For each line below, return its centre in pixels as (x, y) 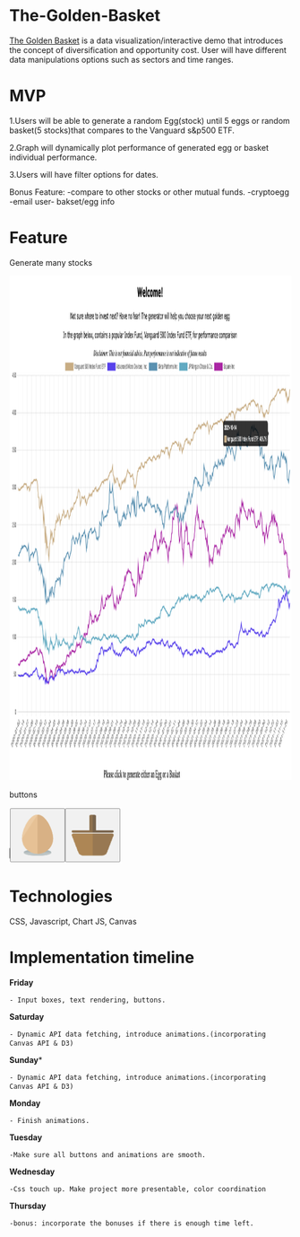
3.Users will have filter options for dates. (84, 174)
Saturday (27, 1016)
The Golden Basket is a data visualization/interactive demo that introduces (146, 40)
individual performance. (53, 157)
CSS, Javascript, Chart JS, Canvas (73, 921)
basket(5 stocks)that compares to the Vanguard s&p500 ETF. (122, 130)
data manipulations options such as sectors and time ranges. (122, 59)
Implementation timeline (102, 957)
